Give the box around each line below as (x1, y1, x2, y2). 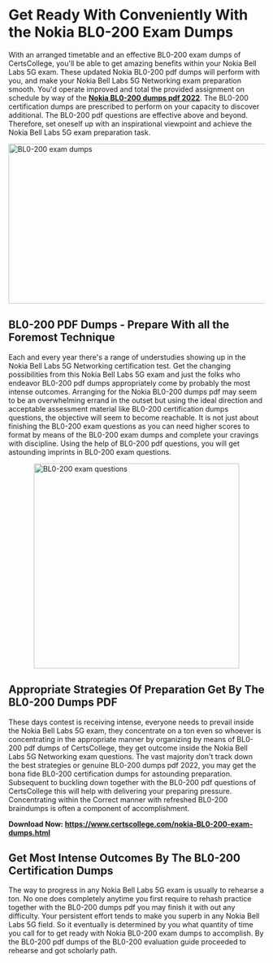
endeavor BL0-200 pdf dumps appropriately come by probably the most (8, 378, 250, 387)
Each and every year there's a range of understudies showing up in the (8, 352, 246, 362)
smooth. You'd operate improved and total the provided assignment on (8, 84, 245, 94)
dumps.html (8, 827, 51, 837)
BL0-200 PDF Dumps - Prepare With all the (8, 318, 230, 332)
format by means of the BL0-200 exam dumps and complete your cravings (8, 430, 259, 439)
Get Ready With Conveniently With (8, 6, 249, 24)
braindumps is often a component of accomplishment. (8, 803, 190, 813)
